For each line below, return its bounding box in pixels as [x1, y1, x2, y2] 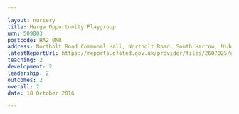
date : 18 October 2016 [7, 90, 75, 97]
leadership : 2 [7, 69, 50, 77]
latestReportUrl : [7, 50, 59, 57]
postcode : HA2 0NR [7, 36, 62, 43]
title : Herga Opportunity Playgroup [7, 23, 116, 31]
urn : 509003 [7, 30, 43, 37]
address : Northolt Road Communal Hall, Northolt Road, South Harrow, [7, 43, 218, 51]
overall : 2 [7, 83, 40, 90]
